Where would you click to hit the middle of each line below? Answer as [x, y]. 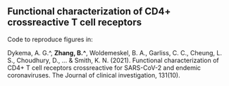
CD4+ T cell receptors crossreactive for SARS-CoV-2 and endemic [104, 67]
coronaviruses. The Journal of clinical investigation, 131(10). [94, 75]
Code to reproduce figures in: [50, 39]
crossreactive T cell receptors [75, 23]
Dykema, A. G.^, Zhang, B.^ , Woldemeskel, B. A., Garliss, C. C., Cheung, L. [115, 52]
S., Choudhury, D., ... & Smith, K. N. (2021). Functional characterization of [113, 60]
